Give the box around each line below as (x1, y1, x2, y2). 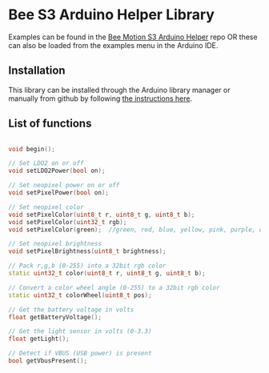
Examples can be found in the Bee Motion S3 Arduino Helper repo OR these (8, 32, 258, 42)
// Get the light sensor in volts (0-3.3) (8, 327, 152, 335)
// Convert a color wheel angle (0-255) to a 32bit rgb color (8, 283, 220, 291)
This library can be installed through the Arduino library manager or (8, 85, 231, 94)
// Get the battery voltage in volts (8, 306, 134, 314)
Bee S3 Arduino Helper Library (8, 6, 215, 24)
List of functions (8, 117, 92, 130)
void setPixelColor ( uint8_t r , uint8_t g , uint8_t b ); (8, 211, 195, 219)
